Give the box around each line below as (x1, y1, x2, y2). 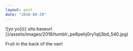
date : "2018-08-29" (5, 12, 47, 17)
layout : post (5, 7, 33, 12)
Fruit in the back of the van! (5, 40, 63, 46)
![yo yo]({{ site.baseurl (5, 25, 52, 31)
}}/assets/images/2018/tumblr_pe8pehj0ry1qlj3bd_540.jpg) (5, 31, 128, 37)
